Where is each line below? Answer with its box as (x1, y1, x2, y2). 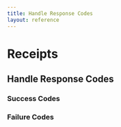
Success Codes (7, 94, 60, 103)
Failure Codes (7, 112, 55, 122)
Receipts (7, 46, 58, 62)
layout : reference (7, 16, 59, 23)
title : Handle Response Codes (7, 10, 94, 17)
